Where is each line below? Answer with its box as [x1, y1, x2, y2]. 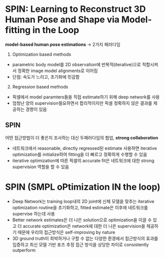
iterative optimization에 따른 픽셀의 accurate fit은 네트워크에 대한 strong [12, 157, 155, 164]
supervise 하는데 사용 [12, 211, 55, 216]
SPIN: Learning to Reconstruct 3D [5, 3, 146, 15]
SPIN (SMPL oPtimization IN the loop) [5, 181, 161, 192]
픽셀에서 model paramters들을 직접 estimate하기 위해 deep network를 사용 [12, 94, 160, 100]
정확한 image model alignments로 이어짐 [17, 68, 98, 74]
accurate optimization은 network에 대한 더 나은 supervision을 [23, 223, 146, 229]
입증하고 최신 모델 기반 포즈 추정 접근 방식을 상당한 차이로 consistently [12, 241, 149, 248]
